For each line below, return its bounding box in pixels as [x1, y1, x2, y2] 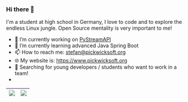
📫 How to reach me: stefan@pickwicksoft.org [14, 49, 126, 56]
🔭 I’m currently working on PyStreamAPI [14, 36, 112, 43]
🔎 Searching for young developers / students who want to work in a [14, 64, 177, 71]
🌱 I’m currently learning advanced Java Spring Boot [14, 42, 139, 49]
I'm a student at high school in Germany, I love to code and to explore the [6, 19, 182, 26]
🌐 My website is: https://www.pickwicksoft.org [14, 57, 127, 64]
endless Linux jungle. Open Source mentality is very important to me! [6, 24, 172, 31]
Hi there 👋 [6, 5, 35, 13]
